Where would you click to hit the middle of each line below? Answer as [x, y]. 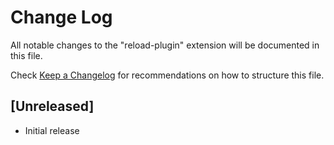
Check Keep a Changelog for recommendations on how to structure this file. [167, 75]
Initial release [52, 130]
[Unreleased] [52, 106]
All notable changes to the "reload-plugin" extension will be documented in [165, 45]
